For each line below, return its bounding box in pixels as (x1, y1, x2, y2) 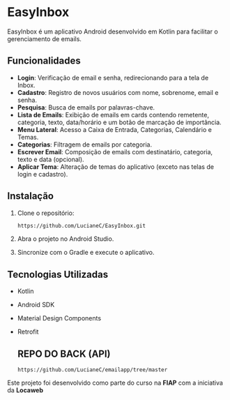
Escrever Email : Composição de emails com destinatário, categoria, (17, 147, 213, 156)
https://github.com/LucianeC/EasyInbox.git (17, 222, 146, 229)
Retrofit (17, 327, 39, 336)
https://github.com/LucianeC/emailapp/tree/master (17, 366, 168, 373)
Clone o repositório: (17, 209, 75, 217)
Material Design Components (17, 314, 102, 323)
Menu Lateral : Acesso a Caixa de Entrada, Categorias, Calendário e (17, 125, 213, 133)
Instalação (7, 190, 54, 202)
